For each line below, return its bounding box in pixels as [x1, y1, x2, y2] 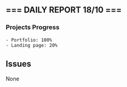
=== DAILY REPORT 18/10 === [5, 5, 122, 15]
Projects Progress [5, 23, 60, 32]
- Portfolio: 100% [5, 37, 52, 43]
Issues [5, 59, 32, 69]
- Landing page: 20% [5, 42, 58, 48]
